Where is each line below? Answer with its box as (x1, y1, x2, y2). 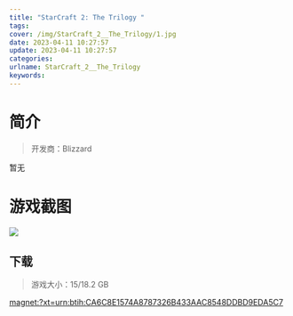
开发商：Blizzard (30, 143, 92, 154)
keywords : (9, 71, 46, 80)
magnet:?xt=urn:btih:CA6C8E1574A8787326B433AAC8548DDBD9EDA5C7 (9, 297, 284, 308)
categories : (9, 54, 53, 63)
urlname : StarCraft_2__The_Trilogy (9, 63, 141, 72)
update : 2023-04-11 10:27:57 (9, 46, 117, 55)
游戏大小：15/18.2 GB (30, 280, 109, 290)
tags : (9, 21, 29, 30)
